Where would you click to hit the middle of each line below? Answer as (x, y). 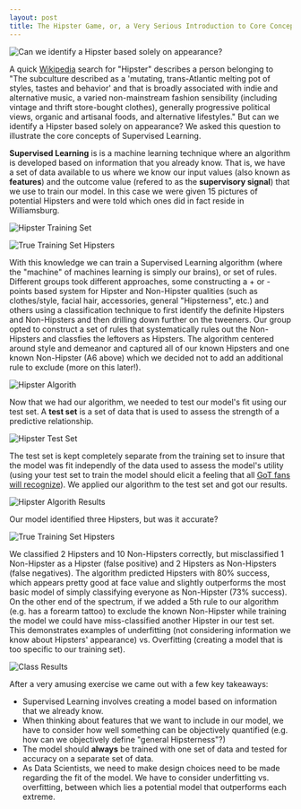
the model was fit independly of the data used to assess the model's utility (146, 465)
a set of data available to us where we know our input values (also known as (150, 172)
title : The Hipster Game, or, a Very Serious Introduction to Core (138, 26)
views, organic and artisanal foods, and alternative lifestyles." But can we (144, 117)
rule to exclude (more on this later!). (75, 367)
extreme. (39, 796)
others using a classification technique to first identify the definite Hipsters (147, 309)
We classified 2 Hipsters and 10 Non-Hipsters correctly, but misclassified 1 (147, 553)
